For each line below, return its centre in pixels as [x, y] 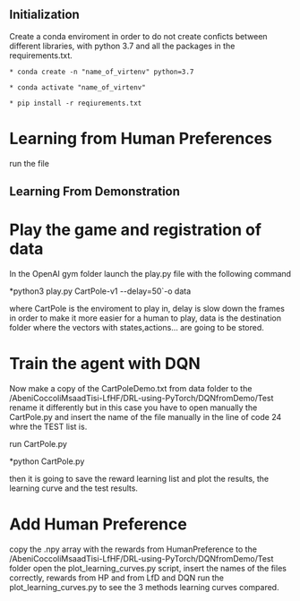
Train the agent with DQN [105, 364]
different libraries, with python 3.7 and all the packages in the [122, 46]
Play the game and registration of [136, 230]
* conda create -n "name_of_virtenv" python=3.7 [102, 72]
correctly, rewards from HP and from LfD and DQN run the [116, 578]
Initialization [45, 15]
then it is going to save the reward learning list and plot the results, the [139, 479]
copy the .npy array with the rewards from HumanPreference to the [133, 549]
